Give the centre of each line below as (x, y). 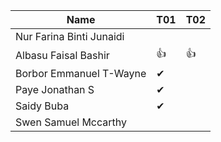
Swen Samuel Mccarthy (71, 122)
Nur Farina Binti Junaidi (70, 36)
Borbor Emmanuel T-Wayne (81, 73)
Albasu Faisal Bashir (62, 55)
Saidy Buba (42, 106)
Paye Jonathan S (55, 89)
